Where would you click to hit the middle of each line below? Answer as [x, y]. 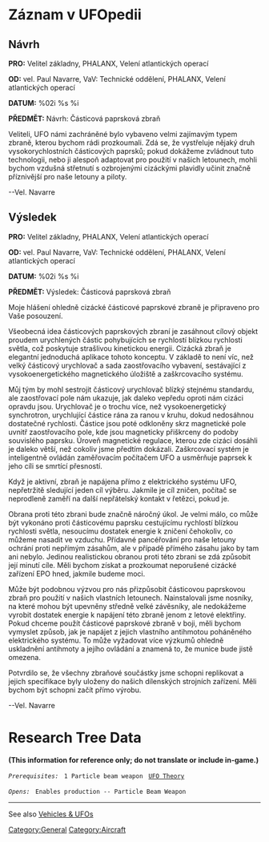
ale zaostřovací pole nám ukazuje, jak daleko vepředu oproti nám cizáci [126, 397]
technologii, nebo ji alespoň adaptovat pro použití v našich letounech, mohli [133, 159]
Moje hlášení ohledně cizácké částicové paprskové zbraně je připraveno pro [134, 307]
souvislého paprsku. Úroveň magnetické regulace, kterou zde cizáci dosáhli [133, 440]
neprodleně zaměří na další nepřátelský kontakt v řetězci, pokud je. [119, 498]
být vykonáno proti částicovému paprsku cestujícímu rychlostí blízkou [123, 522]
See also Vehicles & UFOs [51, 814]
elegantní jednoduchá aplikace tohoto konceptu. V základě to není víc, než [131, 357]
